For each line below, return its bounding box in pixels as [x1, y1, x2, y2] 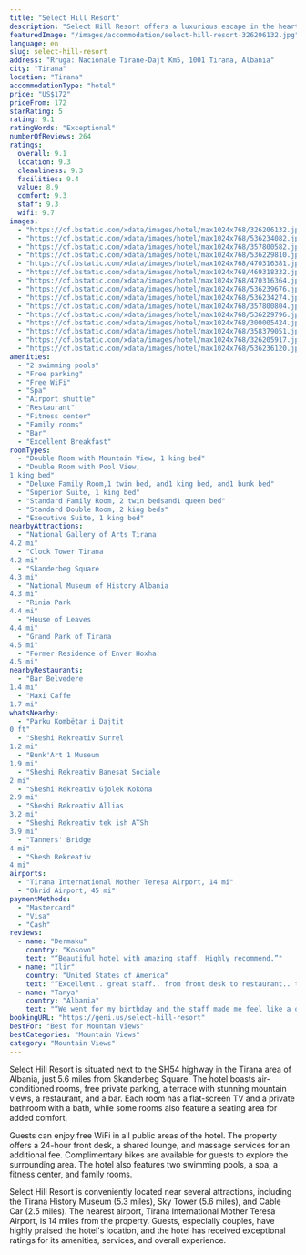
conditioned [9, 1083, 55, 1094]
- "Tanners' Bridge [17, 835, 92, 844]
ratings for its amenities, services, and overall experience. [9, 1234, 227, 1245]
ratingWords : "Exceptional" [9, 124, 117, 133]
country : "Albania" [25, 996, 100, 1005]
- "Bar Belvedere [17, 674, 84, 684]
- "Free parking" [17, 369, 84, 378]
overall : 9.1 [17, 149, 67, 158]
